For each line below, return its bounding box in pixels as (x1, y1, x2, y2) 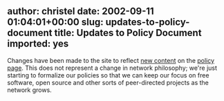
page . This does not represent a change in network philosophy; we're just (7, 64, 218, 72)
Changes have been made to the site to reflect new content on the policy (7, 56, 215, 64)
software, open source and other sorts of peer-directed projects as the (7, 78, 209, 86)
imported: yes (7, 38, 69, 50)
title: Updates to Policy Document (54, 27, 202, 39)
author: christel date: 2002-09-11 (7, 6, 154, 17)
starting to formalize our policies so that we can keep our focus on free (7, 71, 209, 79)
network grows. (7, 86, 52, 94)
